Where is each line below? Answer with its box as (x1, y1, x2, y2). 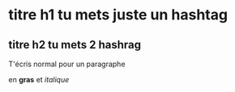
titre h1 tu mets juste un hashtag (8, 6, 229, 24)
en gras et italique (8, 75, 70, 84)
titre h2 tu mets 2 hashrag (8, 38, 142, 52)
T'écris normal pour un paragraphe (8, 59, 126, 69)
